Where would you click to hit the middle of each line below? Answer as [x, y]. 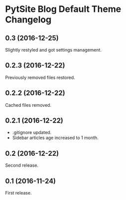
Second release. [22, 165]
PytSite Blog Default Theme [63, 9]
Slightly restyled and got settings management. [53, 50]
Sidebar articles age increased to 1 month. [55, 138]
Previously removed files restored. [40, 77]
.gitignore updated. [32, 133]
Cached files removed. [28, 105]
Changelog [28, 20]
